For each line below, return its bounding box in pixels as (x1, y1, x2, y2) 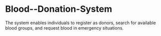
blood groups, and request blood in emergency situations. (5, 25, 124, 31)
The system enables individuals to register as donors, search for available (5, 20, 156, 26)
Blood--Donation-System (5, 3, 113, 15)
